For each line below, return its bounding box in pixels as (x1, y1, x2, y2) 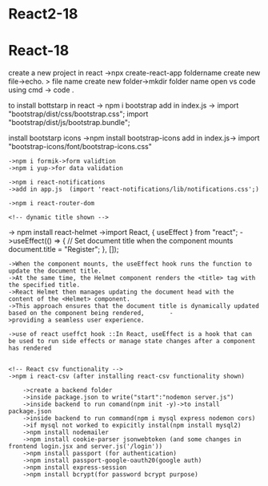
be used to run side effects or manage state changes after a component (8, 338, 256, 346)
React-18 (8, 42, 70, 60)
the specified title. (8, 281, 81, 290)
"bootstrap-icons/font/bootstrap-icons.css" (8, 142, 152, 152)
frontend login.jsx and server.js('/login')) (8, 443, 162, 451)
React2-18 (8, 5, 78, 23)
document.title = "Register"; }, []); (8, 245, 119, 254)
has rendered (8, 344, 52, 353)
